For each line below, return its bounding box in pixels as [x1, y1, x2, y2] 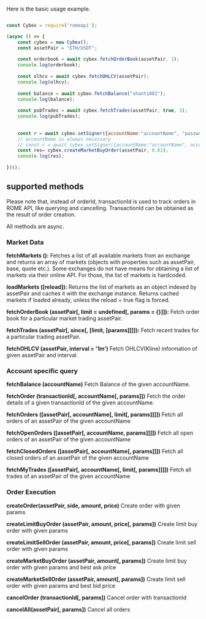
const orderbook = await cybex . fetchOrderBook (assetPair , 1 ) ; [17, 56, 180, 63]
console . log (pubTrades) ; [17, 113, 81, 120]
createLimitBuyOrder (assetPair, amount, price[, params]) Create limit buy [6, 520, 198, 528]
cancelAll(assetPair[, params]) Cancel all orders [6, 606, 131, 613]
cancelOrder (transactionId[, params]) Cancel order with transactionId [6, 594, 187, 601]
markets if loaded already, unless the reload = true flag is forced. [6, 296, 170, 303]
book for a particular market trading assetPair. [6, 314, 123, 322]
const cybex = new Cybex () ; [17, 39, 89, 45]
